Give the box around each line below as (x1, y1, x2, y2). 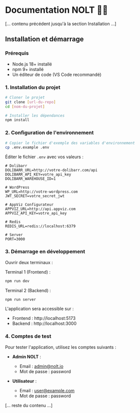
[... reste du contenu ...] (5, 402, 53, 408)
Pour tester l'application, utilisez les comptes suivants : (5, 344, 116, 350)
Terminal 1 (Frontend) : (5, 269, 51, 275)
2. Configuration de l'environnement (5, 129, 94, 136)
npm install (5, 118, 29, 123)
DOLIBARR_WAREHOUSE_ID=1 (5, 176, 56, 181)
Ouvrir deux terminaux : (5, 259, 53, 265)
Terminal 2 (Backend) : (5, 287, 51, 293)
